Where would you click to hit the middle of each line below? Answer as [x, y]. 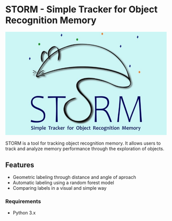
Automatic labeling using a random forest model [63, 183]
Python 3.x [24, 213]
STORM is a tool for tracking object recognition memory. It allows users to [83, 143]
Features [20, 165]
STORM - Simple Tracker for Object [81, 9]
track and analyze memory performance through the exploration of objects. [85, 149]
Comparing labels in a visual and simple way [59, 188]
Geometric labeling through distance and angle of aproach [74, 177]
